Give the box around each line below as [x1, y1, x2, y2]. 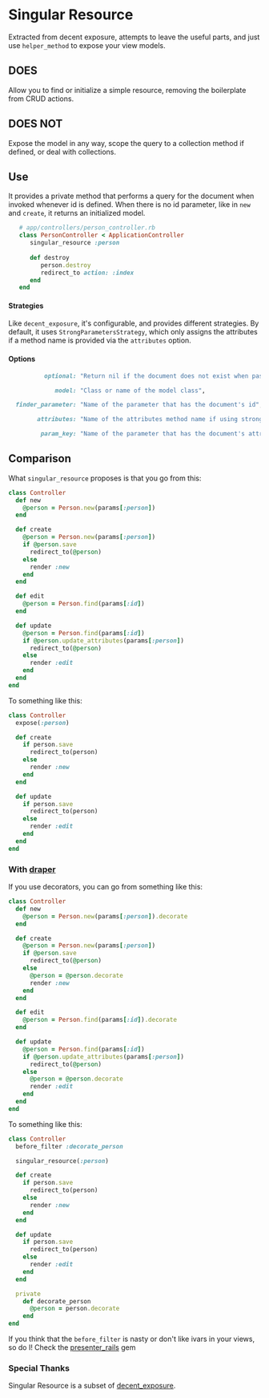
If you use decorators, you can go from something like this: [8, 882, 203, 892]
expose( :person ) [15, 719, 70, 727]
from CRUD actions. [8, 94, 74, 103]
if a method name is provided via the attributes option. [8, 335, 192, 346]
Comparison [8, 452, 72, 466]
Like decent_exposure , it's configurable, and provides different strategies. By [8, 318, 259, 328]
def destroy [29, 253, 70, 261]
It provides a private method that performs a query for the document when [8, 191, 255, 201]
